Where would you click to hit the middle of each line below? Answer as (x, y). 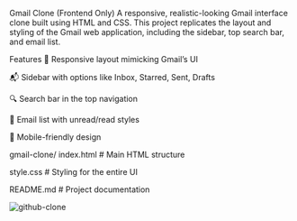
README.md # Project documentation (80, 189)
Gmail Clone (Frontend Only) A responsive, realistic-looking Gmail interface (148, 13)
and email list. (35, 41)
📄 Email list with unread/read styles (74, 120)
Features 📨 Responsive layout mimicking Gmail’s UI (103, 59)
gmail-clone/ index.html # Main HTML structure (97, 154)
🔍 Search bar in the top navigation (73, 99)
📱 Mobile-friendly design (55, 137)
